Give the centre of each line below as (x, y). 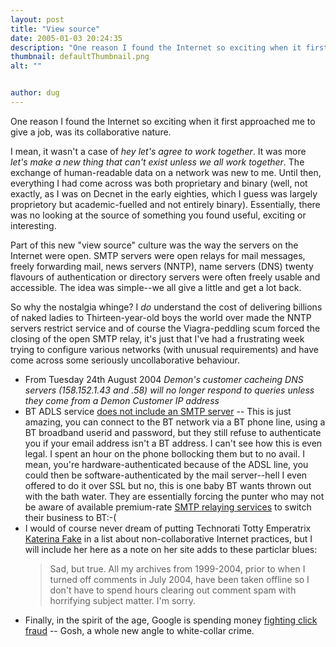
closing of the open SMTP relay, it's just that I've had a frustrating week (157, 338)
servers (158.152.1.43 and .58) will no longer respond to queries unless (169, 390)
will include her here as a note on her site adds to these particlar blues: (171, 549)
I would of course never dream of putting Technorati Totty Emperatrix (168, 528)
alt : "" (26, 66)
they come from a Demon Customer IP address (122, 400)
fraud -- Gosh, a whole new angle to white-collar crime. (139, 630)
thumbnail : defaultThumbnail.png (80, 57)
